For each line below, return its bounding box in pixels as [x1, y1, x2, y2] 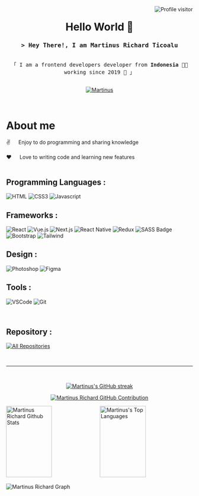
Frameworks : [6, 210, 58, 220]
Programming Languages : [6, 177, 106, 187]
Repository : [6, 327, 52, 337]
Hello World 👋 [65, 20, 134, 34]
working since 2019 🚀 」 [64, 69, 135, 76]
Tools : [6, 282, 31, 293]
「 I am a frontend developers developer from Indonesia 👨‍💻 [11, 62, 188, 68]
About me [6, 119, 56, 132]
